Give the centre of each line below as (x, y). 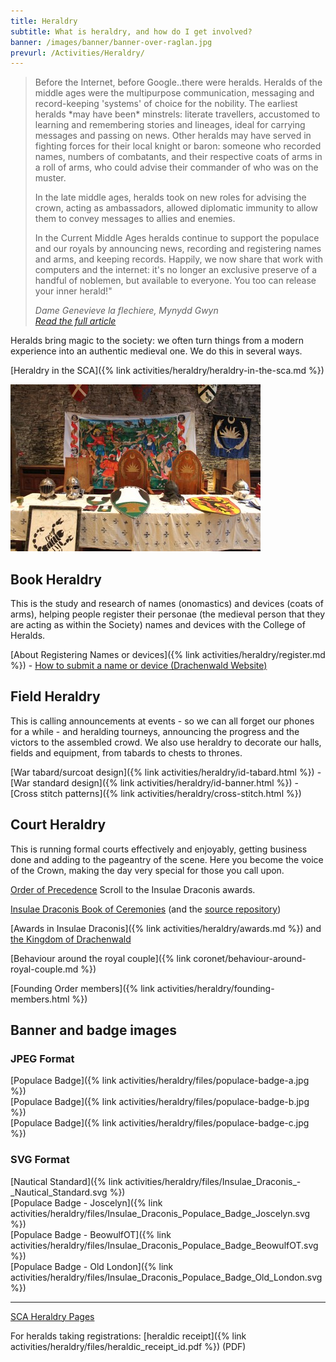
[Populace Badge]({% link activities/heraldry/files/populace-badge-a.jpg (160, 1081)
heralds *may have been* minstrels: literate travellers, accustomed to (177, 114)
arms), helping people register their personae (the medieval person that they (168, 614)
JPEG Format (42, 1058)
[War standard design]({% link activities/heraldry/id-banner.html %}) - (154, 782)
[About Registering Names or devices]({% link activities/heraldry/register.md (168, 655)
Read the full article (75, 321)
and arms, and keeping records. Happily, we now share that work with (178, 259)
